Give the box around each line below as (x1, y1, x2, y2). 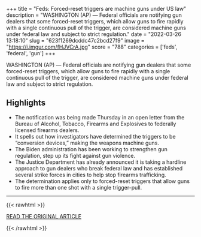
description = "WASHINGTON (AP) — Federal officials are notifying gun (6, 11, 182, 19)
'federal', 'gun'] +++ (6, 50, 56, 56)
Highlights (6, 98, 46, 108)
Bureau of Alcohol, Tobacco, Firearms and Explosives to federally (14, 120, 176, 127)
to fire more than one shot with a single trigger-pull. (14, 184, 142, 191)
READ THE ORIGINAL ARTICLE (6, 212, 82, 220)
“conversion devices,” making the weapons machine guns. (14, 139, 160, 146)
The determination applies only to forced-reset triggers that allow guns (14, 177, 190, 185)
